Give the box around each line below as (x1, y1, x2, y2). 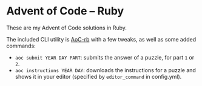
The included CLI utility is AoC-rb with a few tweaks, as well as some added (6, 35, 197, 43)
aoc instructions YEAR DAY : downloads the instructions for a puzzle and (15, 66, 196, 73)
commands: (6, 42, 36, 49)
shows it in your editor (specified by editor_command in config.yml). (15, 73, 182, 80)
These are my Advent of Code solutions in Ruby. (6, 24, 127, 31)
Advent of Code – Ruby (6, 4, 124, 18)
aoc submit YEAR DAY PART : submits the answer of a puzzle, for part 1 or (15, 54, 195, 61)
